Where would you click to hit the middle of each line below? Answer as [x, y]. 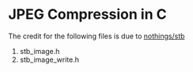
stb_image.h [40, 51]
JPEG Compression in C [88, 14]
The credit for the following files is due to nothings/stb [96, 36]
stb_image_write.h [49, 59]
